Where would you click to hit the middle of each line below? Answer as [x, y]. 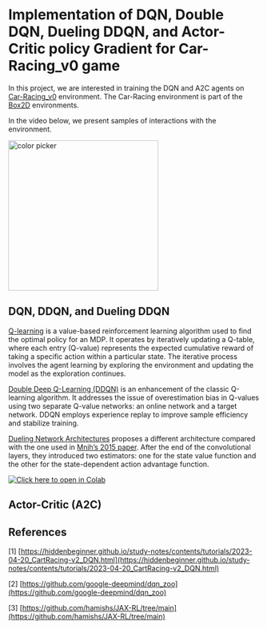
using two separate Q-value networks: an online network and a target [123, 405]
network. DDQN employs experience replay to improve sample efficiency [128, 414]
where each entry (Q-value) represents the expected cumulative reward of [131, 348]
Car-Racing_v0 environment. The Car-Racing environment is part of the [126, 96]
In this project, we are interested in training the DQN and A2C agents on [126, 88]
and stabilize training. [44, 423]
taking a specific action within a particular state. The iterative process [123, 356]
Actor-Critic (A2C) [55, 505]
